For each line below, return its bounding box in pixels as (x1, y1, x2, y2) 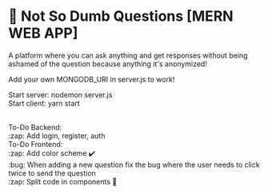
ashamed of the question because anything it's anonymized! (8, 59, 208, 69)
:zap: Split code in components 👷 (8, 176, 118, 186)
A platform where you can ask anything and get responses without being (8, 50, 248, 60)
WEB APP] (8, 24, 78, 42)
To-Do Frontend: (8, 139, 63, 148)
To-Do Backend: (8, 122, 62, 132)
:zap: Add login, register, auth (8, 131, 106, 141)
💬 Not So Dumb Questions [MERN (8, 7, 234, 26)
